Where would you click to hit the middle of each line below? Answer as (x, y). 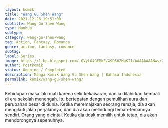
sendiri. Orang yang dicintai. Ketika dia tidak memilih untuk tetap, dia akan (81, 115)
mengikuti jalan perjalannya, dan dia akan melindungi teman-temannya (78, 109)
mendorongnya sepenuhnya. (35, 120)
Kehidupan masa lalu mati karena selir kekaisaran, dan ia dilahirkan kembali (83, 93)
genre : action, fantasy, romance (40, 47)
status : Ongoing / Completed (35, 70)
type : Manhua (19, 28)
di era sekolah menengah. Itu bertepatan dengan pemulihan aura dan (76, 99)
